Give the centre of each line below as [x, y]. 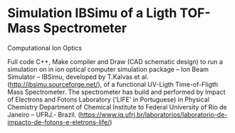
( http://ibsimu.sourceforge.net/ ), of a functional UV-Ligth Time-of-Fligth [113, 84]
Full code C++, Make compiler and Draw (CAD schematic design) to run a [115, 61]
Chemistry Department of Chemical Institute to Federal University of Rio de [117, 107]
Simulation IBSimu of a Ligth [92, 13]
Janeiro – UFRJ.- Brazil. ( [44, 115]
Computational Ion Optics [45, 48]
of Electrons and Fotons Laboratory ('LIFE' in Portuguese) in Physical [109, 99]
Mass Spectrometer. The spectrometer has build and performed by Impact [116, 92]
